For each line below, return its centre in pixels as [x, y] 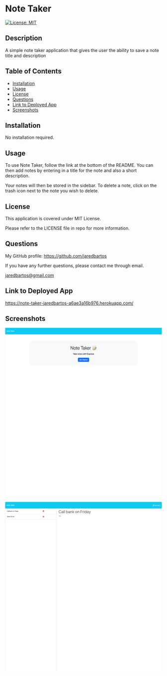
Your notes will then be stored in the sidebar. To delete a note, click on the [81, 186]
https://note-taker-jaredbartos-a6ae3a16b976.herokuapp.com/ [69, 303]
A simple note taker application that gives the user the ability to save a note [82, 50]
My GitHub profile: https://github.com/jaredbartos [56, 256]
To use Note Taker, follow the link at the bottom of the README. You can [79, 165]
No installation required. [30, 137]
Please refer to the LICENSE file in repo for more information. [68, 228]
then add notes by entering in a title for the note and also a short [71, 171]
